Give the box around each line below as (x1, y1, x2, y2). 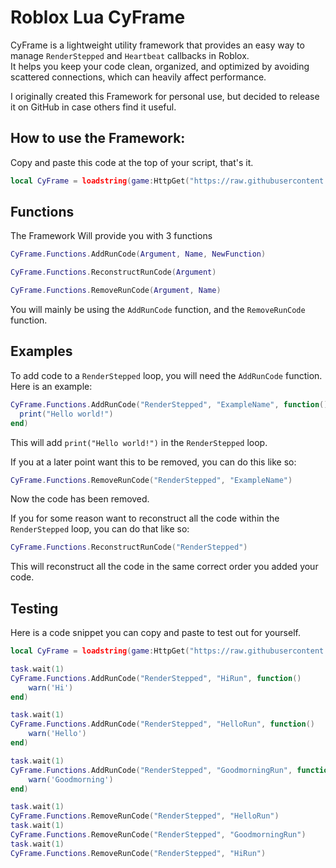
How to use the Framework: (10, 130, 186, 147)
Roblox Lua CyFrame (10, 6, 186, 29)
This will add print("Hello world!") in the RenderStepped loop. (10, 436, 268, 448)
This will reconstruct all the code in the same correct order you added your (10, 561, 319, 573)
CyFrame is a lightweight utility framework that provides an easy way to (10, 39, 305, 51)
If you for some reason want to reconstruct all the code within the (10, 512, 280, 525)
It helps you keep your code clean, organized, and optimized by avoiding (10, 60, 310, 72)
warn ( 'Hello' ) (28, 729, 87, 739)
